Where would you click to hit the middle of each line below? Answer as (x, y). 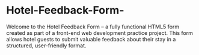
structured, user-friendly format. (46, 46)
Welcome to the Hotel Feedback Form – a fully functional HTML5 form (93, 27)
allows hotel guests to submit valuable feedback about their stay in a (91, 39)
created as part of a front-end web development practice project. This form (100, 33)
